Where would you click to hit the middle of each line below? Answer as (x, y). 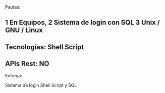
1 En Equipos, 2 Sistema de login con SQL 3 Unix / (82, 22)
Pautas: (13, 7)
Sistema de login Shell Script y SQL (41, 85)
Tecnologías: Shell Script (45, 47)
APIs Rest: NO (27, 64)
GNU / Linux (24, 30)
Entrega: (14, 75)
